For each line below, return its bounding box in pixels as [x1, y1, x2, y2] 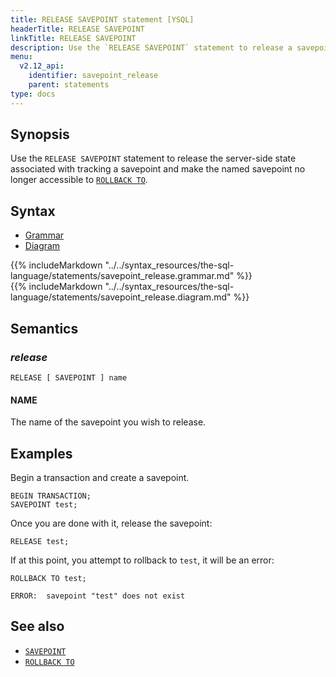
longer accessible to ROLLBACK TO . [10, 174, 148, 186]
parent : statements [28, 80, 110, 90]
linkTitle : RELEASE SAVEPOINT [10, 33, 137, 43]
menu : [10, 52, 33, 62]
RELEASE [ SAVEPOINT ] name [10, 372, 128, 383]
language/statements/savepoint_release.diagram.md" [10, 291, 232, 303]
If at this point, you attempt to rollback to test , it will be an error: [10, 554, 275, 566]
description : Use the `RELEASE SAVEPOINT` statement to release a [10, 42, 293, 53]
